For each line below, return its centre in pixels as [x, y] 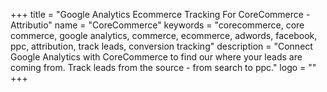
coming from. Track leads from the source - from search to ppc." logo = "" [163, 67]
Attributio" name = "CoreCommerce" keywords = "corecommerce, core [157, 25]
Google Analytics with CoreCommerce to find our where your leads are [156, 57]
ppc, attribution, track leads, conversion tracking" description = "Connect [161, 46]
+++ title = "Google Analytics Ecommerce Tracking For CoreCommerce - [160, 14]
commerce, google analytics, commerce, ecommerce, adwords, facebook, [164, 35]
